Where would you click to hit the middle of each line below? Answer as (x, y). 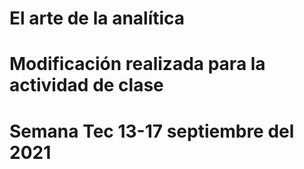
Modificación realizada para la (137, 64)
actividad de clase (86, 85)
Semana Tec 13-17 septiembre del (152, 131)
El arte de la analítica (97, 18)
